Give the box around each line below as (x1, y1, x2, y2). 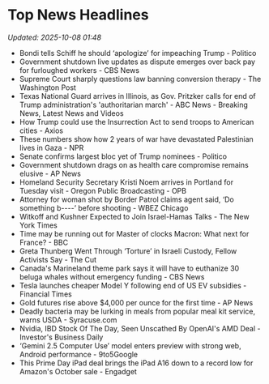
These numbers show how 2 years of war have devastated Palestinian (19, 134, 254, 143)
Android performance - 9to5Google (19, 349, 139, 359)
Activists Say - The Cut (19, 254, 97, 264)
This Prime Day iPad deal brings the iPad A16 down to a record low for (19, 358, 254, 368)
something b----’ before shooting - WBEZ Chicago (19, 203, 189, 212)
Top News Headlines (7, 6, 149, 24)
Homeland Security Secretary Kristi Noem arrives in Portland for (19, 177, 234, 187)
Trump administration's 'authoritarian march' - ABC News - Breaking (19, 100, 248, 109)
